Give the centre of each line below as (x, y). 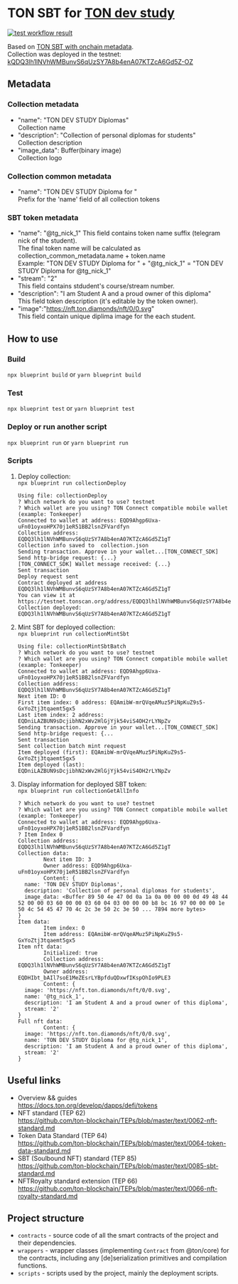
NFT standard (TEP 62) (52, 1112)
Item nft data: (40, 947)
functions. (32, 1265)
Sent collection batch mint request (72, 746)
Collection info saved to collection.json (83, 545)
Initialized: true (71, 953)
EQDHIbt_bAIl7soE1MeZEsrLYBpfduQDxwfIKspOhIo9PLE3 (94, 978)
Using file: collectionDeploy (63, 495)
